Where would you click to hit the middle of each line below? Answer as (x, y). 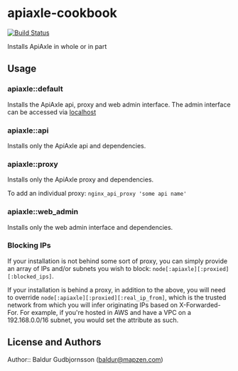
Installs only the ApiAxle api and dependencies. (77, 145)
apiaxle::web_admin (43, 212)
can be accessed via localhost (52, 112)
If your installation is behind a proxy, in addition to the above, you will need (117, 289)
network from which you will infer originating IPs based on (93, 305)
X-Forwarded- (200, 305)
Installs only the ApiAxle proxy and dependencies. (81, 179)
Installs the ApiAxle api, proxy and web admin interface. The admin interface (119, 104)
